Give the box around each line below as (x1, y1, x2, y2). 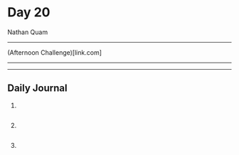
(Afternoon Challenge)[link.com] (7, 48, 102, 57)
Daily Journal (7, 82, 68, 95)
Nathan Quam (7, 28, 48, 36)
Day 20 (7, 4, 51, 21)
